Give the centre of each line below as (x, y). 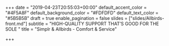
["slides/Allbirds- (146, 18)
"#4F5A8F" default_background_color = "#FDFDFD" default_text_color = (82, 13)
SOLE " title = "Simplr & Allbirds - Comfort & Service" (61, 29)
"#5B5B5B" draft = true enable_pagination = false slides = (67, 18)
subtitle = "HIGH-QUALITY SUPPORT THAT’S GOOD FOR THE (93, 24)
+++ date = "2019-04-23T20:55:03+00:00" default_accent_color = (76, 7)
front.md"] (16, 24)
